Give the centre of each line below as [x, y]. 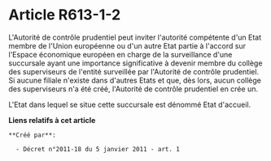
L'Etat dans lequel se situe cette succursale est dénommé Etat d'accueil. [130, 104]
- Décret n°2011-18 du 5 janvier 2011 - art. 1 [98, 149]
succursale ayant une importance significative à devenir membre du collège [135, 63]
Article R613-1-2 [65, 15]
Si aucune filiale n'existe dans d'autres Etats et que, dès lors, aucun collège [135, 80]
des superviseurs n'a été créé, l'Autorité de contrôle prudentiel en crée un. [133, 89]
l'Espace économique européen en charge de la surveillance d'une [120, 54]
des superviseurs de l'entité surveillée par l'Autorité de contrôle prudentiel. [133, 71]
